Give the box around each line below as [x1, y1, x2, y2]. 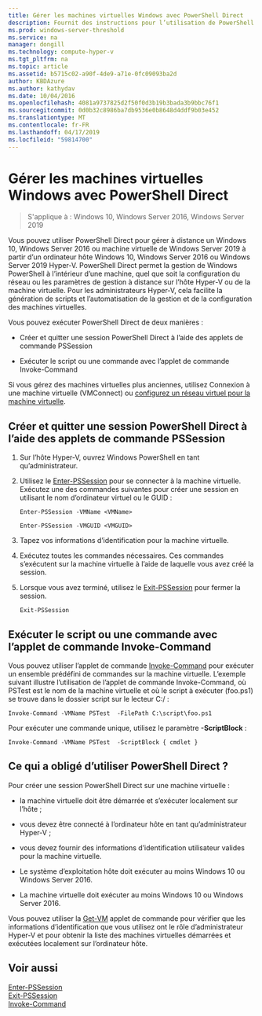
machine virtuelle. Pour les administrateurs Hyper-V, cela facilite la [8, 286, 223, 295]
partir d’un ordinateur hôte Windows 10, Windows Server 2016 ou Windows [8, 252, 251, 262]
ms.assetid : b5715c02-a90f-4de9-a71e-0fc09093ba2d [8, 70, 177, 78]
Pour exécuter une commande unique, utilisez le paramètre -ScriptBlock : [8, 724, 247, 733]
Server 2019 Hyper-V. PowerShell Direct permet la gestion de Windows [8, 261, 238, 270]
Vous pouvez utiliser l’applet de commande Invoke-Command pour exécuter [8, 661, 254, 670]
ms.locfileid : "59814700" [8, 135, 93, 144]
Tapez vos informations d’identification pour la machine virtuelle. [19, 536, 229, 545]
